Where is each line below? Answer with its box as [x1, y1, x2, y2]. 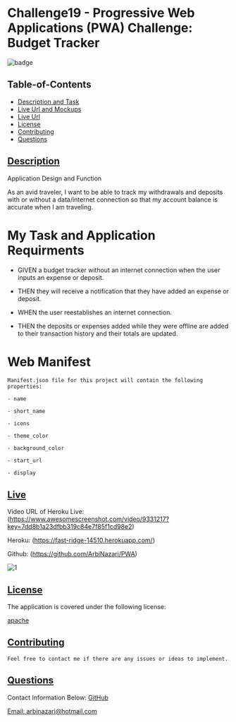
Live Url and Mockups [17, 104, 82, 114]
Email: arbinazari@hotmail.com [7, 706, 97, 715]
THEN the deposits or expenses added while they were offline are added [17, 322, 229, 330]
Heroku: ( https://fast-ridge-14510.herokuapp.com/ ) [7, 536, 156, 544]
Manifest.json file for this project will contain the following [7, 377, 203, 384]
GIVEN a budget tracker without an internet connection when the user [17, 266, 221, 274]
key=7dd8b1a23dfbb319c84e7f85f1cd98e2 [7, 522, 132, 531]
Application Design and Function [7, 174, 102, 183]
